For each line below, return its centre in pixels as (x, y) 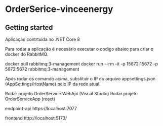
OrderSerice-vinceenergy (59, 9)
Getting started (29, 28)
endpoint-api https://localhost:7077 (41, 108)
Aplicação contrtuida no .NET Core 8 (42, 39)
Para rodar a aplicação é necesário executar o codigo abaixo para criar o (79, 49)
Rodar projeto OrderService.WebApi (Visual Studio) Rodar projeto (72, 94)
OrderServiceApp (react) (30, 99)
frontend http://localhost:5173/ (36, 118)
